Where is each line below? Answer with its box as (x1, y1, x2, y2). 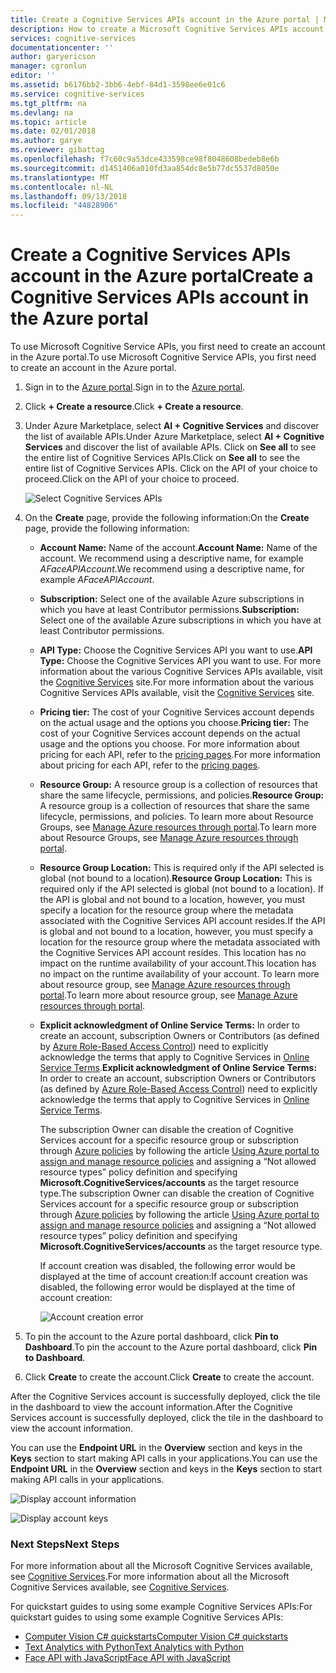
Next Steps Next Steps (10, 1537, 120, 1551)
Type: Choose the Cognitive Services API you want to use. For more (39, 655, 322, 667)
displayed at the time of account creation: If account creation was (39, 1271, 308, 1283)
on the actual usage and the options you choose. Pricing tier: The (39, 717, 310, 729)
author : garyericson (10, 52, 97, 62)
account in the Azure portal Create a (10, 265, 314, 288)
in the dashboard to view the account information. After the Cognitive (10, 1401, 293, 1413)
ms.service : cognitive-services (10, 89, 145, 99)
